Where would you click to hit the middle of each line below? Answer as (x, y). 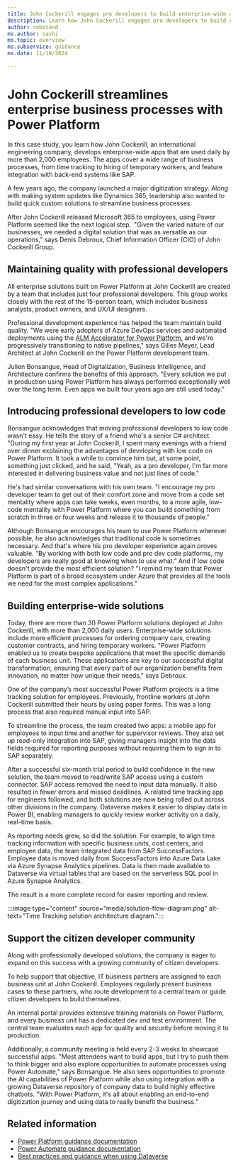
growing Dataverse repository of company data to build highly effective (111, 1087)
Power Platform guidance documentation (77, 1141)
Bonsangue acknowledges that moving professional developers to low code (118, 428)
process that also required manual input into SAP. (79, 712)
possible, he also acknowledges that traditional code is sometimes (104, 538)
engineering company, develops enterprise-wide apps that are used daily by (119, 152)
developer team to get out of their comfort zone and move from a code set (116, 495)
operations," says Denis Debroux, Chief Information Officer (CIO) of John (114, 239)
